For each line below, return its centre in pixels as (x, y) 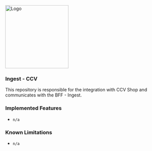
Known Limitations (29, 132)
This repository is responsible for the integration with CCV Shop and (76, 90)
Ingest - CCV (21, 79)
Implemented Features (34, 108)
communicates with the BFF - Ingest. (44, 95)
